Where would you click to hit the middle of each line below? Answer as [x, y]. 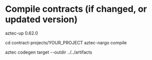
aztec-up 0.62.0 [22, 33]
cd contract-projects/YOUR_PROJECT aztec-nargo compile [66, 42]
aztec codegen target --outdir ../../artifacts [49, 52]
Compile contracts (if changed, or [76, 9]
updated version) [41, 19]
